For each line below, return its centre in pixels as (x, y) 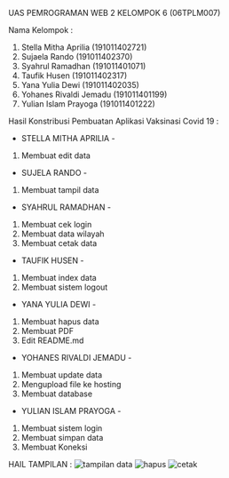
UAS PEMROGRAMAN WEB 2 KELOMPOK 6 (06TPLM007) (114, 13)
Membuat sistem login (62, 428)
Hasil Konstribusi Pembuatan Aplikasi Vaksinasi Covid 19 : (114, 121)
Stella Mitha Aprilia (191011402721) (84, 47)
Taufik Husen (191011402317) (74, 76)
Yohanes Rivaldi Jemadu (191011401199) (94, 94)
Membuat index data (59, 278)
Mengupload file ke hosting (71, 384)
